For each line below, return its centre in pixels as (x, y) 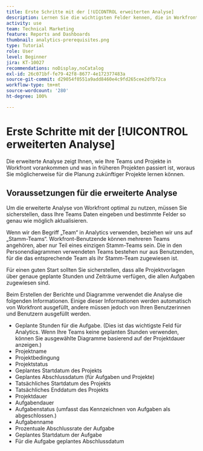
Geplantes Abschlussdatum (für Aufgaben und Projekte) (85, 377)
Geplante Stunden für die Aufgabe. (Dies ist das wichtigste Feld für (98, 325)
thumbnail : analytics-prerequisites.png (58, 40)
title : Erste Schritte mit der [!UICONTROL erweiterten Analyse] (90, 12)
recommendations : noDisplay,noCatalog (55, 68)
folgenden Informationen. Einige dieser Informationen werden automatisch (99, 301)
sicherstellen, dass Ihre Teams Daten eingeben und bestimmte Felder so (96, 214)
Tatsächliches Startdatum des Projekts (63, 383)
